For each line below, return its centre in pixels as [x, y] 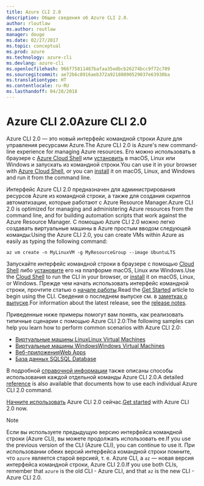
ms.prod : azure [26, 52]
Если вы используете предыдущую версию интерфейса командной [94, 432]
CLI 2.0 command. [30, 390]
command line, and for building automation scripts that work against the [97, 215]
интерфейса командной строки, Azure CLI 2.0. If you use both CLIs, [92, 464]
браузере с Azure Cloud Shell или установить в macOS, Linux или [91, 158]
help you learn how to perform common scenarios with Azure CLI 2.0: [94, 327]
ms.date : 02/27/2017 [33, 40]
